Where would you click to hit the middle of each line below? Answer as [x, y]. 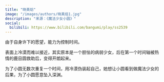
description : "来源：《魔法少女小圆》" [41, 18]
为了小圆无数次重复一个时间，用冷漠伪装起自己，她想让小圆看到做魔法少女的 [82, 69]
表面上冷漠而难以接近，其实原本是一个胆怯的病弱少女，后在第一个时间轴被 [80, 52]
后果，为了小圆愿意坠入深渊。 [35, 75]
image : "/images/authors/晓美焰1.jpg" [43, 14]
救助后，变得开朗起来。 [50, 58]
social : [13, 23]
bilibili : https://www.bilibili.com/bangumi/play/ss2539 [69, 28]
